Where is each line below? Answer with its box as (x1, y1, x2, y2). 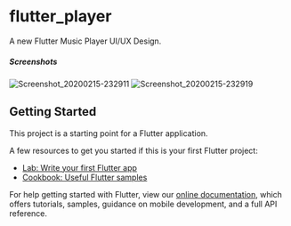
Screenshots (9, 56, 58, 67)
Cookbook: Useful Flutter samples (21, 172, 148, 182)
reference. (9, 207, 47, 219)
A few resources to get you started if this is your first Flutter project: (9, 145, 258, 156)
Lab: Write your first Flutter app (21, 162, 138, 173)
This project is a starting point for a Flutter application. (9, 127, 208, 139)
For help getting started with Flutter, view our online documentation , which (9, 189, 283, 199)
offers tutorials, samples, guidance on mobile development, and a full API (9, 198, 278, 209)
